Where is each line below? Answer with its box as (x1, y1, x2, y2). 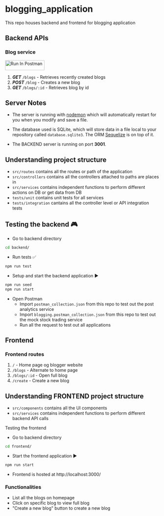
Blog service (5, 49, 36, 56)
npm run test (5, 264, 32, 269)
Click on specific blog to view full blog (12, 500, 90, 506)
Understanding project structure (5, 155, 107, 164)
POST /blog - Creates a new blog (12, 79, 80, 85)
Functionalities (5, 484, 42, 490)
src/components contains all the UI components (12, 405, 107, 411)
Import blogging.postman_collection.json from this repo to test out (19, 311, 156, 317)
